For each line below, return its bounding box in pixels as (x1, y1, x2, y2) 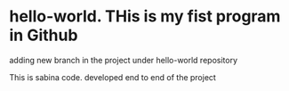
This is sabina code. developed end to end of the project (9, 71, 216, 82)
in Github (9, 25, 78, 45)
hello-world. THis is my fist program (9, 6, 281, 27)
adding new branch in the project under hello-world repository (9, 54, 238, 65)
